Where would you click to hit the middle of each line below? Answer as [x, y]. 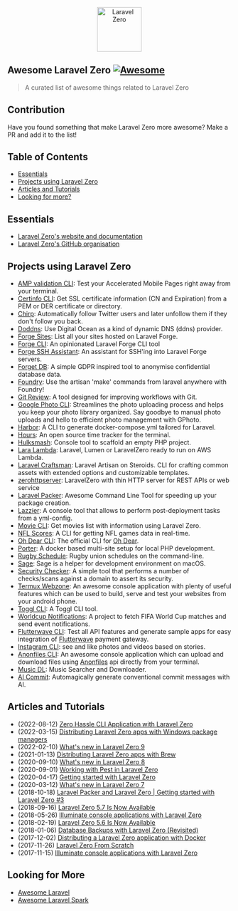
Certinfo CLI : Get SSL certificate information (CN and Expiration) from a [122, 298]
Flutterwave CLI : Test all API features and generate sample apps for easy [124, 632]
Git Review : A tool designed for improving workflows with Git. [107, 397]
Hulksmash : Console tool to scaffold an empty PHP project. [104, 442]
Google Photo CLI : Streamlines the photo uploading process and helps [120, 405]
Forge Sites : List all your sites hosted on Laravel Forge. [98, 337]
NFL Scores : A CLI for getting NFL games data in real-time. [104, 533]
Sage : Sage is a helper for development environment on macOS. [112, 563]
